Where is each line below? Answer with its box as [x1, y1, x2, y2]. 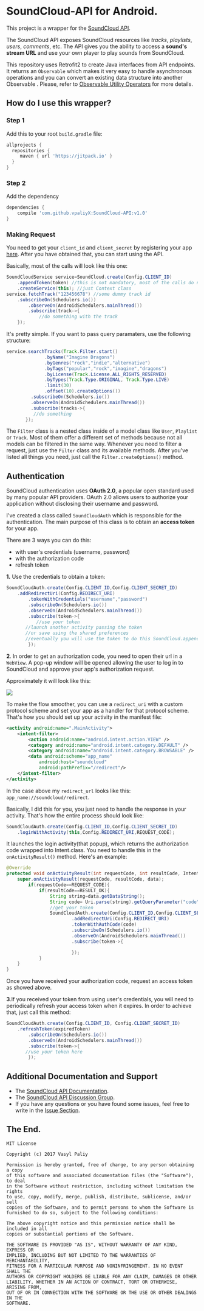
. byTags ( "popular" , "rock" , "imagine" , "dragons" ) [44, 365, 167, 372]
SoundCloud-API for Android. [6, 4, 158, 18]
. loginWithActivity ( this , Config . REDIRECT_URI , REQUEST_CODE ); [17, 829, 175, 835]
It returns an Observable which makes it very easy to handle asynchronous [6, 67, 192, 74]
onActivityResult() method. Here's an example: [6, 853, 127, 861]
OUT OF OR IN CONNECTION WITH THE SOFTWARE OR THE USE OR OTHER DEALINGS [6, 1289, 197, 1296]
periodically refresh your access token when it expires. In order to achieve [6, 1002, 192, 1010]
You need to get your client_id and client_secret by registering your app [6, 244, 192, 251]
